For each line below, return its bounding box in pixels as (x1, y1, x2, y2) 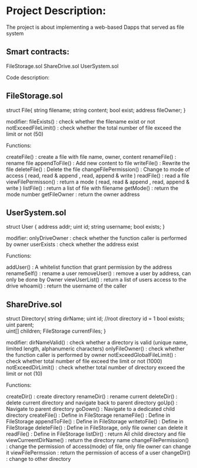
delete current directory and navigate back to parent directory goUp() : (6, 399, 178, 406)
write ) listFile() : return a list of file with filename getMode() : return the (6, 184, 179, 192)
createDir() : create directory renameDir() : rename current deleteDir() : (6, 393, 178, 400)
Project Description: (6, 4, 106, 18)
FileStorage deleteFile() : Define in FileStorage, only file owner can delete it (6, 424, 188, 432)
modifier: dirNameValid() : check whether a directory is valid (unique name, (6, 339, 188, 346)
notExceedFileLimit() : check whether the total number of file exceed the (6, 124, 181, 131)
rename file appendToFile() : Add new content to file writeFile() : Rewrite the (6, 159, 190, 166)
